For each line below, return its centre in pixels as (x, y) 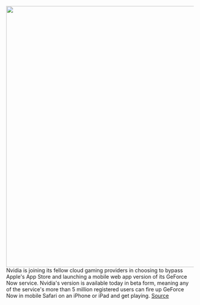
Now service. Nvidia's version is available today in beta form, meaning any (98, 283)
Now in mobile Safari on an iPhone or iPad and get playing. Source (88, 296)
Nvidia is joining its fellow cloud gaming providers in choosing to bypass (95, 270)
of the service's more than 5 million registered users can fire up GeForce (95, 289)
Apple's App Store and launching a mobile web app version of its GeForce (97, 277)
